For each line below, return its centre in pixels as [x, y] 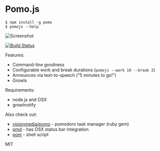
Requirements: [20, 90]
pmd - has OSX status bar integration [50, 129]
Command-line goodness [38, 64]
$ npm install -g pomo [29, 22]
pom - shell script [30, 134]
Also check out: [21, 114]
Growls [20, 80]
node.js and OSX [30, 100]
